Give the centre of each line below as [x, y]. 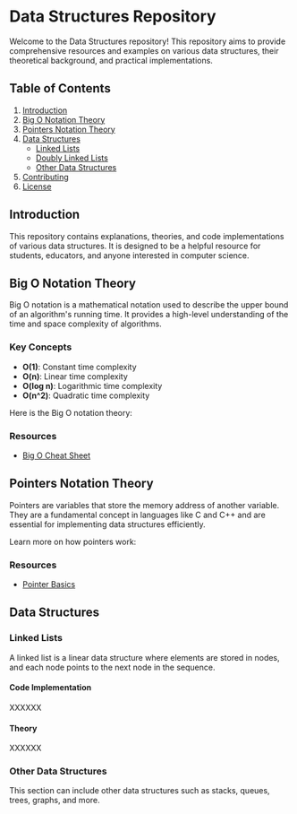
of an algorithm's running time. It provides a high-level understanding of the [149, 315]
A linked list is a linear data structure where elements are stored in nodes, [144, 657]
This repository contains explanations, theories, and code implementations [147, 236]
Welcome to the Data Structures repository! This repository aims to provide [148, 41]
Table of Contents [60, 88]
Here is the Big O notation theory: [71, 412]
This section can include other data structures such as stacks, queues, [140, 791]
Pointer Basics [49, 585]
